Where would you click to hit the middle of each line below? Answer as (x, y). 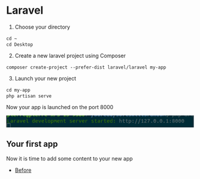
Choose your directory (42, 27)
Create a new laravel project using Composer (70, 55)
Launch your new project (45, 78)
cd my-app (18, 90)
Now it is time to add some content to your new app (69, 158)
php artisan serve (29, 96)
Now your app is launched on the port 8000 (60, 107)
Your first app (32, 144)
